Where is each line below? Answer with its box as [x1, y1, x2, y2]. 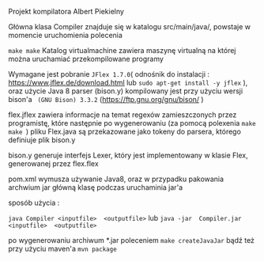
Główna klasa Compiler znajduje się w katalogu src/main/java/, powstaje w [8, 22, 251, 31]
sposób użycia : [8, 198, 60, 207]
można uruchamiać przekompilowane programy [8, 55, 164, 63]
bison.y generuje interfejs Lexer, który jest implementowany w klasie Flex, [8, 150, 249, 160]
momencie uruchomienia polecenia [8, 31, 123, 40]
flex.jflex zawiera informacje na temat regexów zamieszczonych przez [8, 110, 237, 119]
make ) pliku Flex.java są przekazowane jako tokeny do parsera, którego [8, 127, 241, 136]
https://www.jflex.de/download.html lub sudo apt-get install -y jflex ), [8, 78, 248, 87]
